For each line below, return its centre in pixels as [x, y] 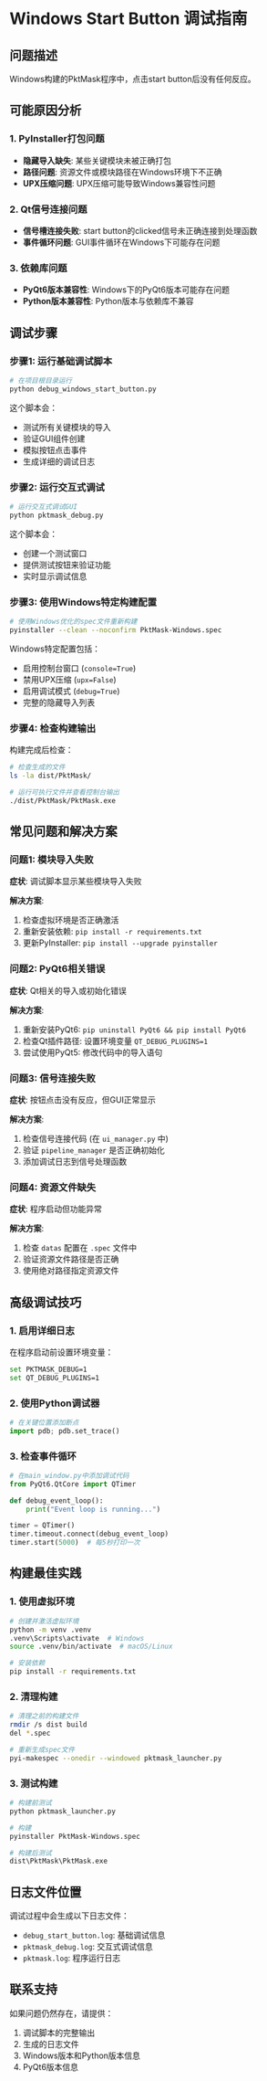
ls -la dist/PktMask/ [51, 776]
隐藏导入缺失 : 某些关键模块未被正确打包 [97, 160]
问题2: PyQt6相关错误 [57, 969]
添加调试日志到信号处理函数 [75, 1161]
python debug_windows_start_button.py [83, 389]
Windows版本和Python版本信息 [82, 2055]
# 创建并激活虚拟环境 [44, 1621]
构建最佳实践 [46, 1574]
